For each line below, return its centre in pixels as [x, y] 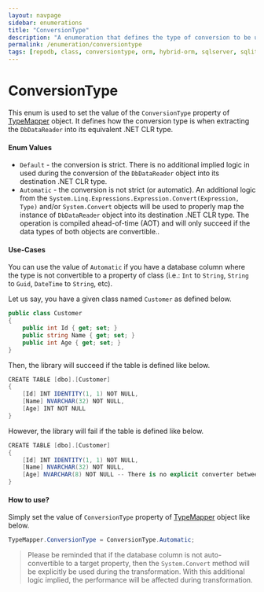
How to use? [29, 499]
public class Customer [45, 314]
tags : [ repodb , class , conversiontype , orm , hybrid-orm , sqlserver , [123, 52]
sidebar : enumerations [45, 23]
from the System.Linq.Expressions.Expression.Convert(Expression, [129, 198]
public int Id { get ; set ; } [70, 328]
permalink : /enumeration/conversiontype [75, 45]
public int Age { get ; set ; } [72, 343]
